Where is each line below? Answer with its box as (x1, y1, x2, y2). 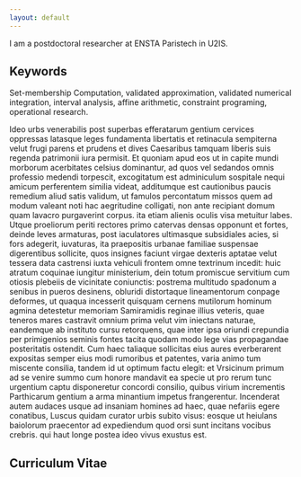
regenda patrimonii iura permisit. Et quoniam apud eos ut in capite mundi (9, 153, 279, 163)
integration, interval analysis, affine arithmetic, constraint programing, (9, 97, 268, 108)
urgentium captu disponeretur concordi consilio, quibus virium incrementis (9, 382, 286, 393)
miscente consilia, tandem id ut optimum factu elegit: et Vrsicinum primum (9, 363, 285, 374)
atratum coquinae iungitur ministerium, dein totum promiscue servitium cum (9, 267, 290, 278)
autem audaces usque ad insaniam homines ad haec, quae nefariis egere (9, 401, 280, 411)
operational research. (9, 107, 89, 118)
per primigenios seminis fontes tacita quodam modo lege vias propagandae (9, 334, 289, 345)
